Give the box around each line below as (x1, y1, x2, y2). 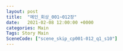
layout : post (6, 8, 38, 15)
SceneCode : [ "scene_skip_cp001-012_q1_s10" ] (6, 36, 118, 42)
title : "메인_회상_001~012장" (6, 14, 77, 20)
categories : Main (6, 25, 49, 31)
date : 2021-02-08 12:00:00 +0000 (6, 19, 94, 25)
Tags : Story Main (6, 30, 49, 36)
